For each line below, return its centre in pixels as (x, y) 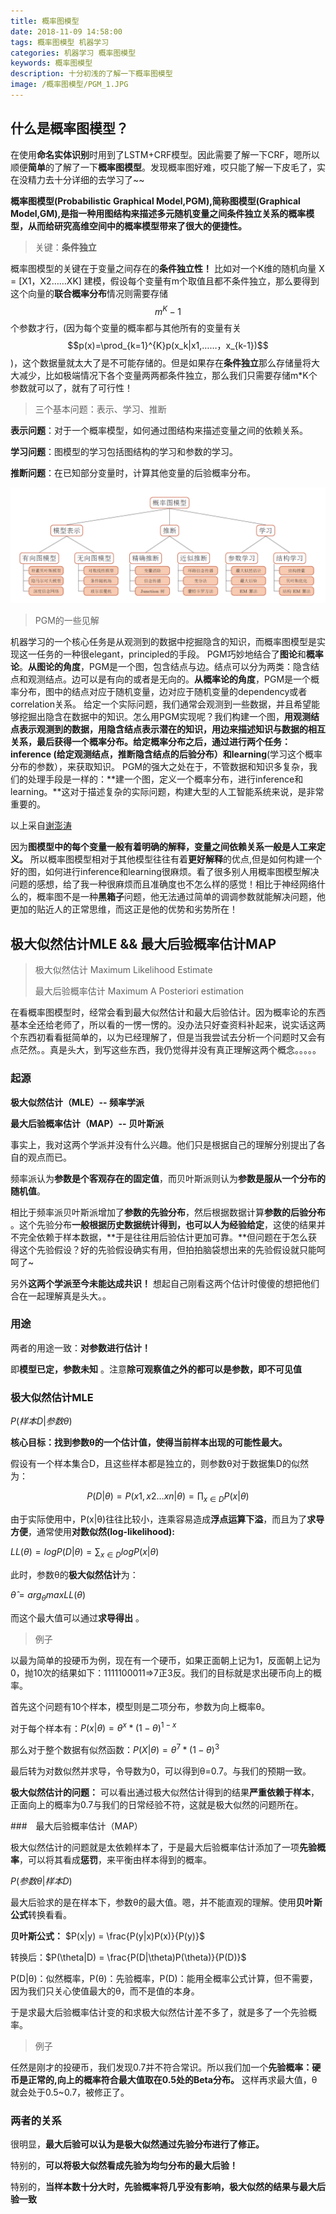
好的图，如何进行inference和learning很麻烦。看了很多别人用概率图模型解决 (165, 872)
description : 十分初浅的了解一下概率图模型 (91, 74)
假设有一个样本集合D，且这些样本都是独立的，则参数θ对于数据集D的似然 (159, 1464)
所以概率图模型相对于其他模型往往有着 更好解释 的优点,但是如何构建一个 (175, 859)
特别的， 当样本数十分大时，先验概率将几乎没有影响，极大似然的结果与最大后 (168, 2187)
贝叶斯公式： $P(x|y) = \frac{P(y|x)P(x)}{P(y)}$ (107, 1936)
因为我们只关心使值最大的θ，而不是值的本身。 (105, 1991)
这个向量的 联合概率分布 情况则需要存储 (89, 293)
